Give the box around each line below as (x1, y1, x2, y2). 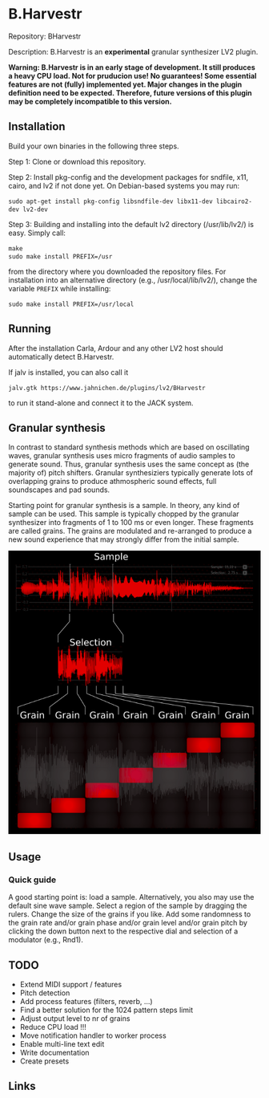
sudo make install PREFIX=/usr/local (8, 300, 134, 308)
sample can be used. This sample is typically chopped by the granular (8, 509, 239, 518)
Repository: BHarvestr (8, 31, 82, 41)
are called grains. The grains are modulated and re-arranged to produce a (8, 527, 252, 536)
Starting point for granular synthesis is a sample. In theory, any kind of (8, 501, 240, 510)
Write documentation (19, 1047, 90, 1057)
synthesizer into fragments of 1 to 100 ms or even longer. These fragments (8, 518, 254, 527)
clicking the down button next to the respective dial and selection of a (8, 926, 239, 936)
